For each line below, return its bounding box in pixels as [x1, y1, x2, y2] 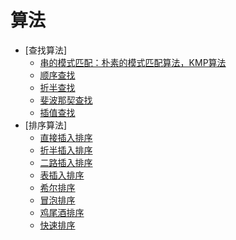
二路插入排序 [39, 156, 93, 168]
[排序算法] [24, 119, 68, 131]
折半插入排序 [39, 144, 93, 156]
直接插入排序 [39, 131, 93, 143]
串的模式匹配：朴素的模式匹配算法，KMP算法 [39, 56, 227, 68]
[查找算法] [24, 44, 68, 56]
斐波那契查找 [39, 94, 93, 106]
